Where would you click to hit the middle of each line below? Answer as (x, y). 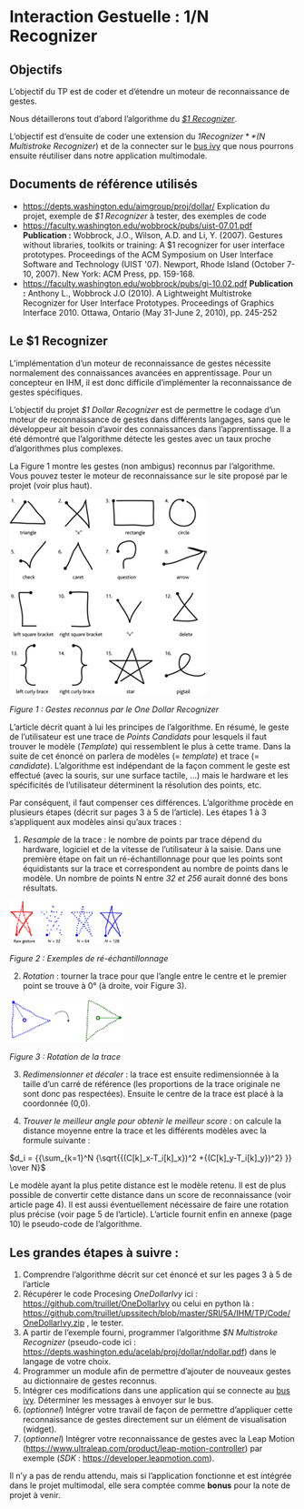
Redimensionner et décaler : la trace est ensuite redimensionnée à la (151, 1074)
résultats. (40, 888)
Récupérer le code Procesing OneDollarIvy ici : (110, 1293)
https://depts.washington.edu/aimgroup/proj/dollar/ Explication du (146, 206)
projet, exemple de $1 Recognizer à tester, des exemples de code (144, 216)
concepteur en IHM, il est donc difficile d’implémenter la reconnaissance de (151, 382)
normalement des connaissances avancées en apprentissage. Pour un (141, 372)
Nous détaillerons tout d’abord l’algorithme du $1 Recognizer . (123, 119)
